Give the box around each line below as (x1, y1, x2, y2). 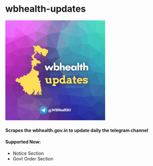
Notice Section (12, 150, 44, 156)
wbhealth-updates (5, 3, 86, 15)
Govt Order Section (12, 155, 54, 161)
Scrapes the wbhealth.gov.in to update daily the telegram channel (5, 127, 148, 133)
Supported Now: (5, 139, 41, 145)
